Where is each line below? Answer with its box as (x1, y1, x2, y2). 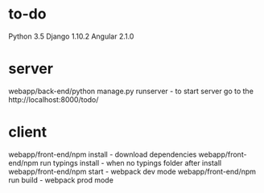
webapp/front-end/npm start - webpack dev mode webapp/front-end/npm (8, 166, 256, 176)
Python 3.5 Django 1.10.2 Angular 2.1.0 (8, 31, 134, 41)
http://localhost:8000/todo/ (8, 94, 99, 105)
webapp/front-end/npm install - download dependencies (8, 150, 197, 159)
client (8, 123, 47, 142)
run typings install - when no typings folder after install (39, 158, 222, 167)
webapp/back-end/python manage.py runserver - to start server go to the (8, 86, 254, 96)
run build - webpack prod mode (8, 175, 114, 185)
